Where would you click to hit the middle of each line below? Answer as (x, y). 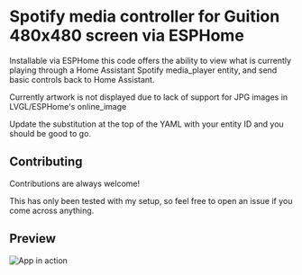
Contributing (46, 162)
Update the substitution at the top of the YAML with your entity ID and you (146, 124)
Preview (33, 239)
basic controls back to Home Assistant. (82, 79)
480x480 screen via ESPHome (127, 35)
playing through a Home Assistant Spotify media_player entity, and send (143, 70)
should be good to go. (50, 133)
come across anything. (52, 210)
